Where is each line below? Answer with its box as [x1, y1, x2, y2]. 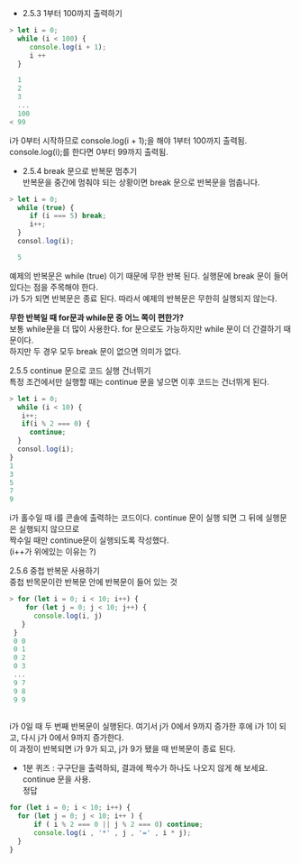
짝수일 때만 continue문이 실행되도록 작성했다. [9, 535, 169, 546]
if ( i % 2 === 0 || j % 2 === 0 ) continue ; [32, 820, 204, 830]
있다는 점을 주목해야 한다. [9, 281, 99, 292]
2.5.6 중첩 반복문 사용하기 [9, 565, 101, 576]
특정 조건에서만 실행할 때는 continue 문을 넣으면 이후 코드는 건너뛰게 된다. [9, 376, 270, 387]
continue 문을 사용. [22, 774, 92, 785]
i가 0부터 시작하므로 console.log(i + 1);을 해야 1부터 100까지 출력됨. [9, 134, 248, 146]
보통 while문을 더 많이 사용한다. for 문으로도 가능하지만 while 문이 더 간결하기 [9, 323, 282, 334]
